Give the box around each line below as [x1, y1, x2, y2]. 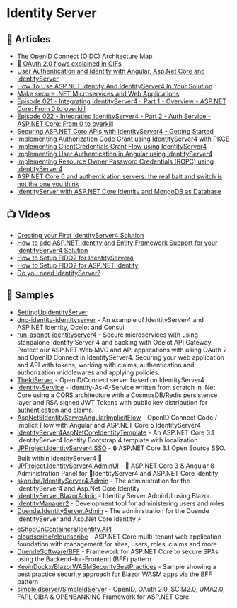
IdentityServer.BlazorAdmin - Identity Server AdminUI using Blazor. [16, 491, 212, 500]
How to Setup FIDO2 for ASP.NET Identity [16, 260, 139, 270]
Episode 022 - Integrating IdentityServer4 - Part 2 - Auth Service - [16, 112, 212, 120]
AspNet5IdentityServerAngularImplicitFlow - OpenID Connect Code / [16, 413, 217, 422]
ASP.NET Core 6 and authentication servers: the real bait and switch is [16, 172, 223, 180]
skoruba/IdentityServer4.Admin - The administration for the [16, 476, 190, 485]
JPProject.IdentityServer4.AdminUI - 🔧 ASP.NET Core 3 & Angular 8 [16, 461, 215, 470]
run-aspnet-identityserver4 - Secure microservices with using [16, 331, 199, 339]
